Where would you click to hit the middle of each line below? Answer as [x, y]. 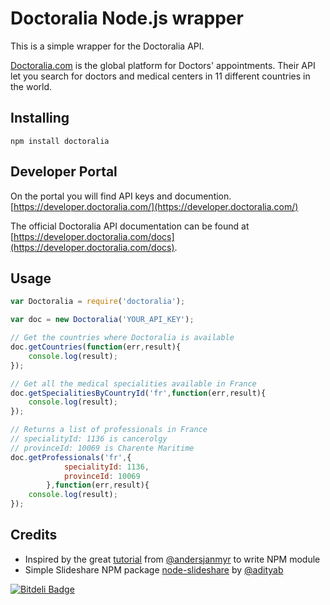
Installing [40, 118]
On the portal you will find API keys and [91, 196]
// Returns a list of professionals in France [109, 430]
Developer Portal [64, 172]
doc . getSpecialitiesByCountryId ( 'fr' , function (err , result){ [138, 393]
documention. [203, 196]
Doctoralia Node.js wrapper [127, 18]
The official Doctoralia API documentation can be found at [130, 226]
